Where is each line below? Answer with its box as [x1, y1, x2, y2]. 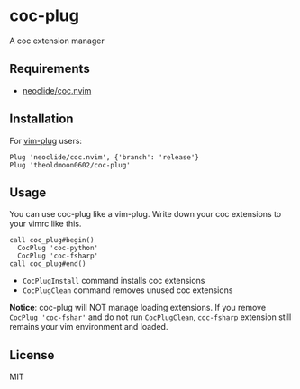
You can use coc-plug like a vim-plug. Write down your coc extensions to [9, 209, 282, 220]
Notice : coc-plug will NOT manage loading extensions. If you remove [9, 303, 267, 313]
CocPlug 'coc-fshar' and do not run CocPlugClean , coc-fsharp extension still [9, 312, 292, 322]
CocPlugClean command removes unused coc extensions [22, 285, 233, 295]
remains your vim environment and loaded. [9, 321, 168, 332]
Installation [9, 112, 74, 127]
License [9, 348, 55, 363]
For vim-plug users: [9, 135, 83, 146]
